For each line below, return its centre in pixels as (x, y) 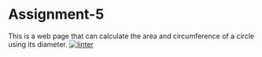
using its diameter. (38, 44)
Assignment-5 (56, 14)
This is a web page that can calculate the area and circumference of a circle (131, 36)
